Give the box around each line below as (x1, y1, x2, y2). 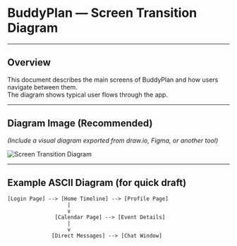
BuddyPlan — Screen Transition (7, 5, 197, 21)
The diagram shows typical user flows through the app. (7, 90, 168, 99)
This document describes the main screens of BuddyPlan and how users (7, 75, 219, 84)
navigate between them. (7, 82, 78, 91)
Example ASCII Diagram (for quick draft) (7, 176, 187, 188)
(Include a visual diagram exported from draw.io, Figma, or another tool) (7, 136, 219, 144)
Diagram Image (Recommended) (7, 118, 153, 130)
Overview (7, 56, 51, 68)
